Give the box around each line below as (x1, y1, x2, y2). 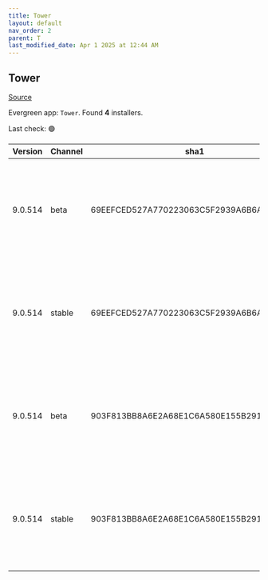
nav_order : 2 (8, 26, 52, 34)
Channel (50, 146, 84, 157)
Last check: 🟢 (8, 123, 56, 133)
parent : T (8, 34, 41, 42)
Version (12, 146, 43, 157)
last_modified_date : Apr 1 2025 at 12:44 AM (8, 42, 159, 50)
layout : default (8, 19, 62, 27)
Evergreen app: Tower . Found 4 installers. (8, 107, 144, 117)
